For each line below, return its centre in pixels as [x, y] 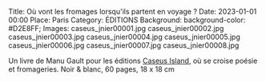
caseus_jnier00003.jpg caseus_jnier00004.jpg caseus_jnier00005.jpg [124, 37]
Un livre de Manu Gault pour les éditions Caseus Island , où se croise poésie [133, 61]
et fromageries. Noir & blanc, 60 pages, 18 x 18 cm [91, 69]
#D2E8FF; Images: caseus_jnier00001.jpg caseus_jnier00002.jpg [116, 28]
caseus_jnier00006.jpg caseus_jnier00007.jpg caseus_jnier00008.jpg [124, 45]
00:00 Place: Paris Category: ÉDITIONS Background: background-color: [127, 20]
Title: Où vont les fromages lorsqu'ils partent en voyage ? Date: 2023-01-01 [133, 12]
